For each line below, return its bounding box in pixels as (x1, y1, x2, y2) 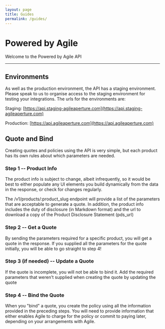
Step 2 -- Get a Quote (5, 224, 57, 231)
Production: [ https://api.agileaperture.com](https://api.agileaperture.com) (5, 120, 154, 126)
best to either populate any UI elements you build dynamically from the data (5, 181, 159, 187)
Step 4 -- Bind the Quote (5, 292, 65, 299)
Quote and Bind (5, 135, 54, 143)
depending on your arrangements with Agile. (5, 319, 96, 325)
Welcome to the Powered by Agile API (5, 54, 82, 59)
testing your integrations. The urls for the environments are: (5, 96, 126, 102)
